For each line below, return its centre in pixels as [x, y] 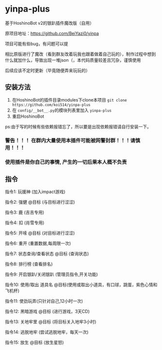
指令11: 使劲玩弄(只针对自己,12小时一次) [44, 301]
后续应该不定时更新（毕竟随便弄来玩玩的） [48, 70]
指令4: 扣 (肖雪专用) [25, 223]
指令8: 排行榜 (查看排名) [29, 264]
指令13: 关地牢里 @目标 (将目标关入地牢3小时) [51, 322]
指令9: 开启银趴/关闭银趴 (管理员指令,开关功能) [51, 274]
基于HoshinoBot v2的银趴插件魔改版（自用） [50, 23]
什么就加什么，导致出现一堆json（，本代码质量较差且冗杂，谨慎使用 [73, 60]
